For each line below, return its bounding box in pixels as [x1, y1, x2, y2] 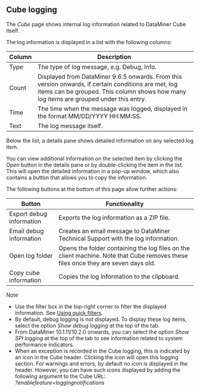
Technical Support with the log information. [58, 234, 180, 242]
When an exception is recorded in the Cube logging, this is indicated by [14, 347, 190, 354]
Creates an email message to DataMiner [58, 227, 171, 235]
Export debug [9, 209, 48, 218]
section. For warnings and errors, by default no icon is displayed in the [14, 360, 188, 367]
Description [97, 53, 132, 61]
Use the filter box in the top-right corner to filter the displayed [14, 303, 167, 310]
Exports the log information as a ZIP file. [58, 213, 170, 221]
